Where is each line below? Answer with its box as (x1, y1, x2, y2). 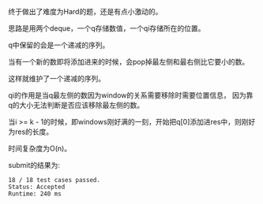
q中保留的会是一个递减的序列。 (8, 40, 110, 50)
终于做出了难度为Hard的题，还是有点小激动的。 (8, 7, 163, 16)
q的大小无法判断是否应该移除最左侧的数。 (8, 101, 145, 109)
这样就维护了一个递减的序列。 (8, 74, 105, 83)
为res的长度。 (8, 127, 54, 136)
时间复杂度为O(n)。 (8, 144, 72, 153)
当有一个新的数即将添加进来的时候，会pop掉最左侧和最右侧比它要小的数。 (8, 57, 250, 66)
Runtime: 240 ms (8, 190, 62, 198)
